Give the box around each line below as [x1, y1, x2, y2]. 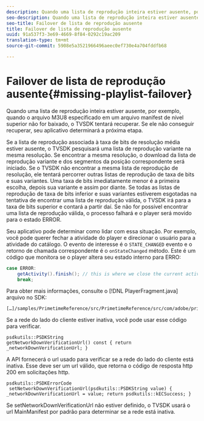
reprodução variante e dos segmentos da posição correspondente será [6, 157, 185, 165]
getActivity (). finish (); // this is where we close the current [17, 271, 183, 277]
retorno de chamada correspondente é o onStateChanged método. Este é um [6, 247, 196, 254]
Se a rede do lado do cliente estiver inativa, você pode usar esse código [6, 317, 187, 324]
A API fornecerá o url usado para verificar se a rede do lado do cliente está [6, 356, 194, 363]
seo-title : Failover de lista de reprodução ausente [6, 20, 143, 26]
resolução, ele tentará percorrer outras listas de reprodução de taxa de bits [6, 171, 195, 178]
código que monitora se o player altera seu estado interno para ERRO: [6, 253, 181, 261]
